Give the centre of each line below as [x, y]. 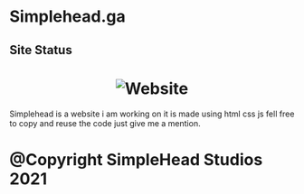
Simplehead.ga [67, 17]
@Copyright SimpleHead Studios [136, 159]
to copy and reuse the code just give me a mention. [105, 123]
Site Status [41, 50]
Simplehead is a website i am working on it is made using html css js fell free [152, 114]
